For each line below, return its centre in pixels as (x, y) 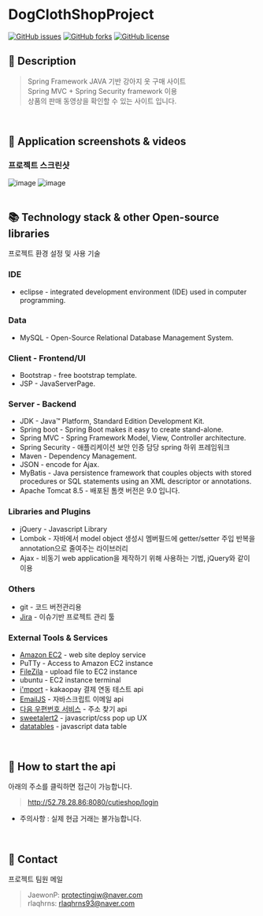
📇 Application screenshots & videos (97, 142)
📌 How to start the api (62, 766)
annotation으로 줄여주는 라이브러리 (74, 548)
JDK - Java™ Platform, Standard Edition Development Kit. (112, 421)
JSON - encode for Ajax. (59, 465)
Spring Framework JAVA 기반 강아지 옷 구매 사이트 (107, 81)
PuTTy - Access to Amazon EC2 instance (86, 664)
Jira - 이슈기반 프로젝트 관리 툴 (67, 617)
